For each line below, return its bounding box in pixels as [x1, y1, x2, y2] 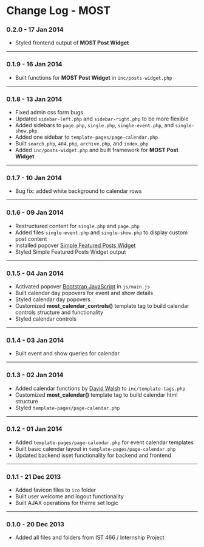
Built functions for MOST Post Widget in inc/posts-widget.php [15, 74, 172, 81]
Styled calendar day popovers [15, 296, 91, 303]
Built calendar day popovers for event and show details [15, 289, 154, 296]
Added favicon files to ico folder [15, 486, 96, 493]
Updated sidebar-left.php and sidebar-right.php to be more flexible [15, 115, 189, 122]
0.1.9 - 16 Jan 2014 [6, 60, 63, 69]
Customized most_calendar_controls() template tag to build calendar [15, 302, 189, 309]
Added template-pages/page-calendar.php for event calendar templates [15, 439, 194, 446]
